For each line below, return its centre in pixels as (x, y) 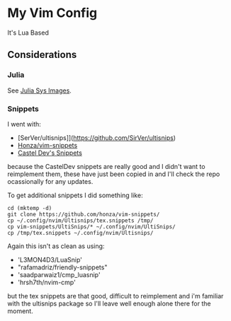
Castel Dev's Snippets (50, 153)
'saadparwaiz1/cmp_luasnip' (59, 274)
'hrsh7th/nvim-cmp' (46, 282)
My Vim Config (52, 13)
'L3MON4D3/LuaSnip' (50, 259)
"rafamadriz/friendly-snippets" (62, 267)
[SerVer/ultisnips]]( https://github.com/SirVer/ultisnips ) (96, 138)
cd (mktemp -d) (30, 208)
